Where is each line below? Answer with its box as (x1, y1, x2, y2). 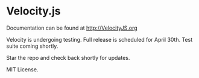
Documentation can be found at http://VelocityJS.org (6, 24, 137, 31)
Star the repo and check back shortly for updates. (6, 54, 130, 61)
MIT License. (6, 65, 39, 73)
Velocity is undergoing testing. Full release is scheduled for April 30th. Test (6, 36, 193, 43)
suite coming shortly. (6, 42, 58, 50)
